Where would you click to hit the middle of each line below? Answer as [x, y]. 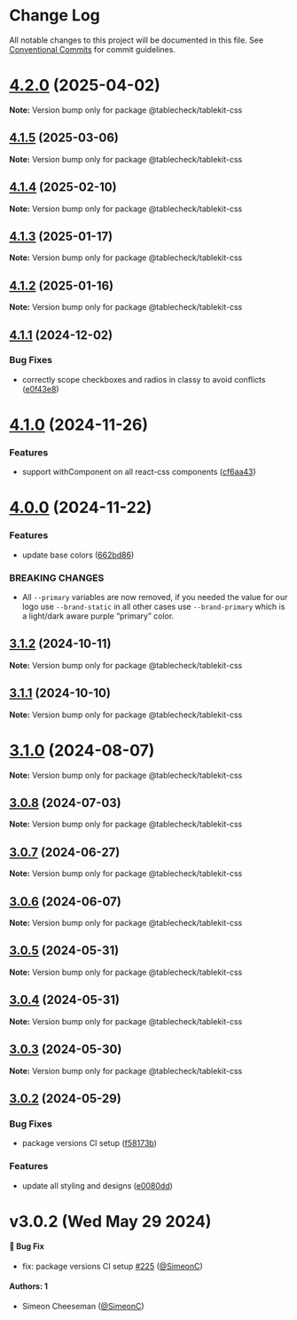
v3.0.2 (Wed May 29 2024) [110, 1221]
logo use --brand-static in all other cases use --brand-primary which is [153, 607]
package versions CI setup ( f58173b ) [90, 1143]
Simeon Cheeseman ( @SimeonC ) [83, 1307]
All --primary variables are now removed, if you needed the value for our [155, 597]
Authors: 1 [29, 1286]
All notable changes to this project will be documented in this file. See [137, 40]
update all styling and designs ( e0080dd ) [97, 1185]
